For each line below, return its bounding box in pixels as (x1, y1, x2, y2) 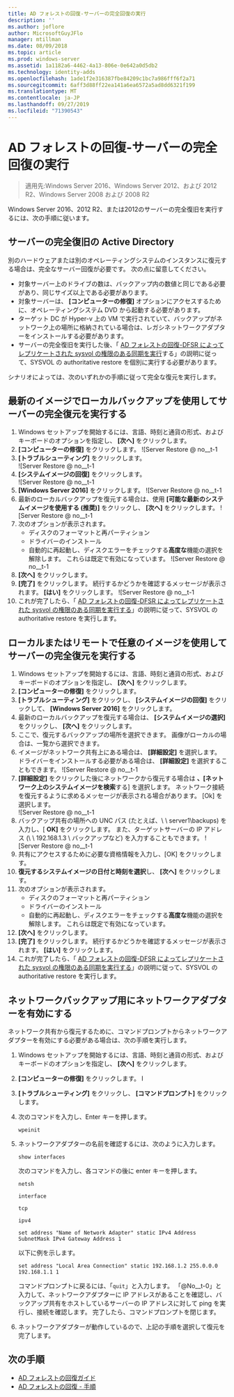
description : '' (8, 17, 55, 24)
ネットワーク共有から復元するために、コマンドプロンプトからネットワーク (8, 1027, 221, 1035)
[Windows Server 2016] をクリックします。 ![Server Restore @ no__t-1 (17, 486, 222, 495)
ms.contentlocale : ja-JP (8, 95, 80, 102)
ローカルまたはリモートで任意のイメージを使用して (8, 636, 227, 648)
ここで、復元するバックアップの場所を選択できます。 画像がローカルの (17, 731, 221, 739)
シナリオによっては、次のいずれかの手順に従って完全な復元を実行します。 (8, 372, 220, 381)
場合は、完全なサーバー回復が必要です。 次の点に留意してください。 (13, 264, 210, 273)
